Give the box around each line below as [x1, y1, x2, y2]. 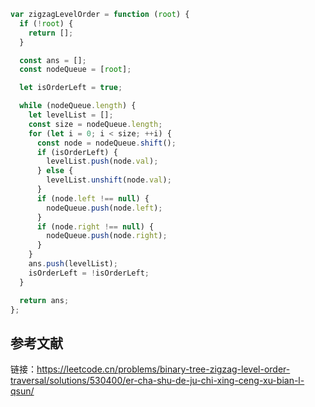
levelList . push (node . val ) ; [46, 156, 159, 167]
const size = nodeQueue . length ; [28, 119, 163, 129]
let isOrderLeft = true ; [19, 83, 123, 93]
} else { [36, 166, 74, 176]
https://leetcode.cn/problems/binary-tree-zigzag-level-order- [36, 363, 291, 375]
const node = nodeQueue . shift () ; [36, 138, 177, 148]
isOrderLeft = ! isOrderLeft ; [28, 268, 150, 278]
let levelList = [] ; [28, 110, 114, 120]
